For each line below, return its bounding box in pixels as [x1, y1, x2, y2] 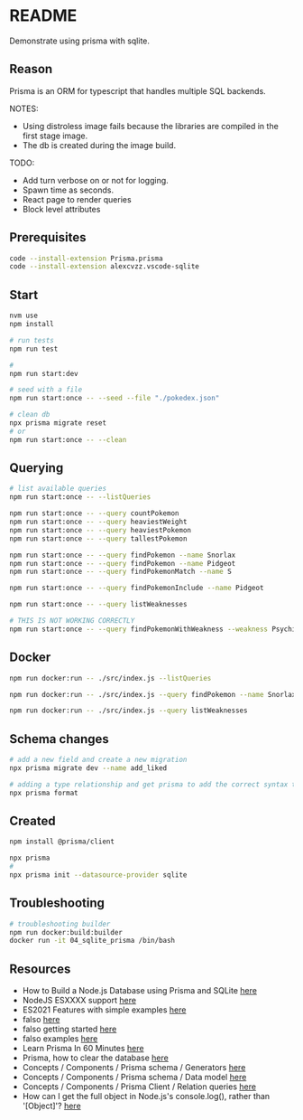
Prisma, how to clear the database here [22, 1052, 169, 1063]
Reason [9, 61, 53, 77]
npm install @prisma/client [9, 837, 115, 846]
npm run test [9, 344, 59, 353]
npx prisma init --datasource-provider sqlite [9, 871, 188, 880]
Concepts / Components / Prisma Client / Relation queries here [22, 1081, 257, 1092]
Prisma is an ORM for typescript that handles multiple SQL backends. [9, 85, 266, 96]
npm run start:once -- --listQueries [9, 493, 151, 502]
